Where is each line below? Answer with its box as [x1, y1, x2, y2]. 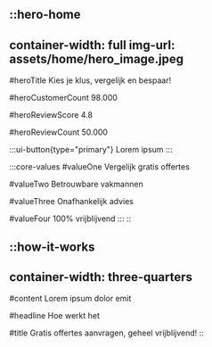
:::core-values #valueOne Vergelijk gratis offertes [9, 161, 190, 172]
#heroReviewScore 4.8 [9, 110, 94, 120]
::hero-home [9, 7, 81, 22]
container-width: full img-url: [9, 37, 175, 53]
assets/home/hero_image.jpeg [9, 51, 184, 66]
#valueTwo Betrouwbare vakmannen [9, 178, 144, 190]
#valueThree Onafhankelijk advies [9, 196, 134, 207]
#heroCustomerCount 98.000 [9, 93, 118, 103]
